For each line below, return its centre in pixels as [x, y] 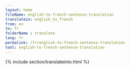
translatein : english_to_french [39, 19]
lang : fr [14, 38]
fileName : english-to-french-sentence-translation [59, 15]
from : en [14, 24]
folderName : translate [30, 33]
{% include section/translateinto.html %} [47, 61]
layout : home [19, 10]
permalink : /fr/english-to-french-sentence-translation [65, 43]
